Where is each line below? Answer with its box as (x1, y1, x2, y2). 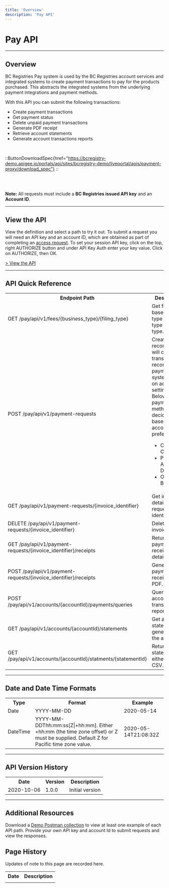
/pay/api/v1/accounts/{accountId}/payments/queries (8, 601, 133, 608)
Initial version (69, 786, 101, 793)
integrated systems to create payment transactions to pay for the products (5, 79, 160, 85)
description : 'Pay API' (5, 12, 55, 17)
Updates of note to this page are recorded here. (5, 861, 105, 867)
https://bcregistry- (67, 155, 107, 161)
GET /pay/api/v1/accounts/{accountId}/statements (8, 625, 127, 632)
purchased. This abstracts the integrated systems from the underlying (5, 84, 150, 90)
